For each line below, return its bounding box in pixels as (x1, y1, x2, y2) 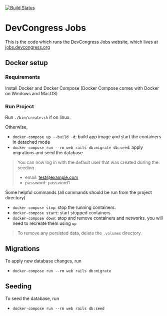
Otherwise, (5, 124, 28, 130)
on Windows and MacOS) (5, 90, 58, 96)
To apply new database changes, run (5, 258, 81, 264)
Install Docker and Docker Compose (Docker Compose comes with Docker (5, 85, 159, 91)
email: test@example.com (24, 174, 78, 180)
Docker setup (5, 59, 48, 67)
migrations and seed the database (12, 149, 83, 155)
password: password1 (24, 179, 70, 185)
